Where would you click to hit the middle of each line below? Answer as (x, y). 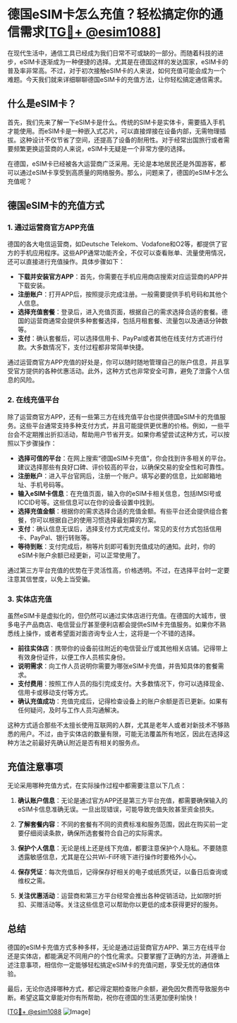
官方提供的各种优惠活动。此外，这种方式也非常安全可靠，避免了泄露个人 (118, 371)
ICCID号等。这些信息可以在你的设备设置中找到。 (88, 502)
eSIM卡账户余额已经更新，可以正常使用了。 (81, 555)
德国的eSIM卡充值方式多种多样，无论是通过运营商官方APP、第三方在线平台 (117, 947)
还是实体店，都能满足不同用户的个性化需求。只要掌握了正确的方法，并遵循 (115, 956)
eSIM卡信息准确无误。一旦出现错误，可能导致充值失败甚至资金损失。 (118, 809)
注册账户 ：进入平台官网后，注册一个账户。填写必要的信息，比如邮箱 (116, 476)
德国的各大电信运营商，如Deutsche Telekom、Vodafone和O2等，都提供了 (115, 244)
